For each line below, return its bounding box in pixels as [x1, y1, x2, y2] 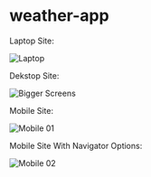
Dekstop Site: [9, 70, 60, 81]
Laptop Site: [9, 35, 54, 46]
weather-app [9, 5, 110, 26]
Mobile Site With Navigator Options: [9, 140, 143, 151]
